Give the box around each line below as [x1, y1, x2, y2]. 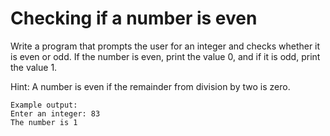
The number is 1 [10, 117, 78, 127]
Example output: [10, 100, 78, 110]
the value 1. [10, 61, 58, 73]
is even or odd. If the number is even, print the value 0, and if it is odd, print [10, 50, 321, 62]
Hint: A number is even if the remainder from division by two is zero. [10, 80, 291, 92]
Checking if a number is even [10, 7, 258, 30]
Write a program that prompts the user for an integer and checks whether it [10, 40, 321, 52]
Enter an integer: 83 [10, 108, 101, 119]
